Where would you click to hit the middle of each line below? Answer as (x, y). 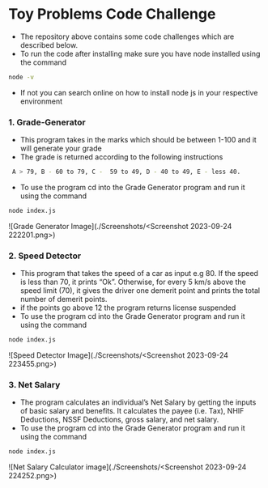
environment (41, 101)
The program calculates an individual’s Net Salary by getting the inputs (138, 402)
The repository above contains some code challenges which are (127, 36)
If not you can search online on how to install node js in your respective (139, 92)
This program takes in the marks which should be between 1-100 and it (138, 140)
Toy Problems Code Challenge (112, 14)
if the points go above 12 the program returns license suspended (128, 308)
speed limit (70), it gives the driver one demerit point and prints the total (140, 291)
